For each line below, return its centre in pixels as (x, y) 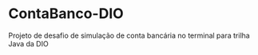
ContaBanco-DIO (66, 14)
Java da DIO (29, 43)
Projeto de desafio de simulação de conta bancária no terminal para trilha (129, 35)
